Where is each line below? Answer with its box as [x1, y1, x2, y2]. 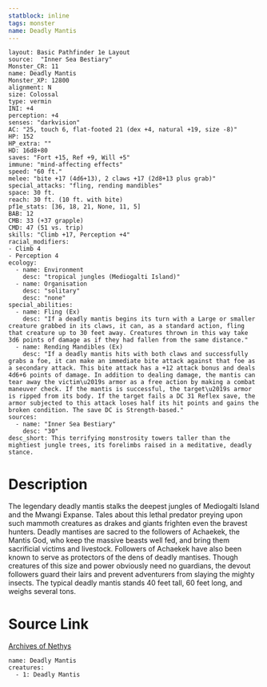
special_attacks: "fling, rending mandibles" [8, 182, 162, 190]
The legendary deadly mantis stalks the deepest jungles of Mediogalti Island [8, 502, 260, 511]
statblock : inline [8, 11, 70, 20]
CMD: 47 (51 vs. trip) [8, 224, 84, 232]
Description [8, 475, 88, 493]
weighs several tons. [8, 587, 76, 596]
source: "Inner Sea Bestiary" [8, 55, 113, 64]
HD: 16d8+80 [8, 147, 48, 155]
